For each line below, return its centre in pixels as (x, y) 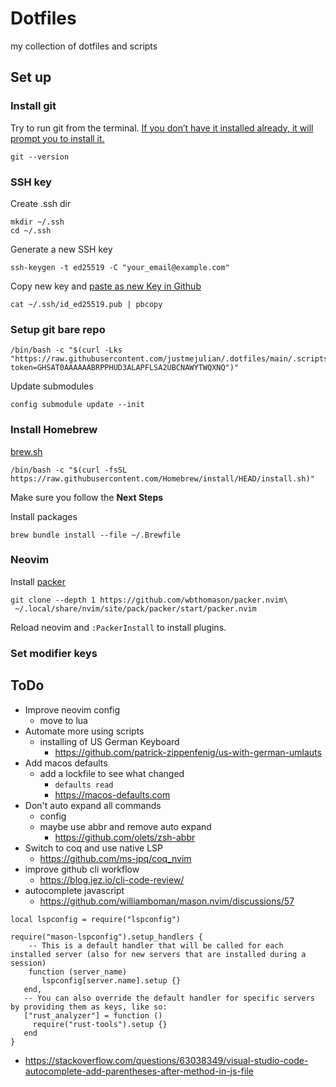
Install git (33, 106)
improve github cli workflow (82, 869)
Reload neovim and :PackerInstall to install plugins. (118, 627)
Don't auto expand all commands (93, 805)
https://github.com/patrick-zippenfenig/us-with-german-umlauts (188, 752)
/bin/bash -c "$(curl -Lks (66, 350)
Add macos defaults (66, 763)
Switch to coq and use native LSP (94, 848)
